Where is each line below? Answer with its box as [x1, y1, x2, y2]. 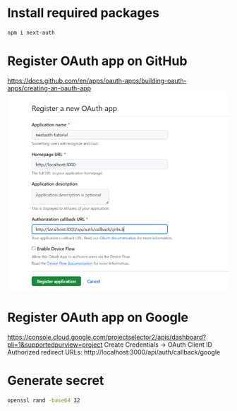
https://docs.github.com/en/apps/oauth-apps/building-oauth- [7, 76, 187, 85]
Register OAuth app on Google [7, 309, 189, 326]
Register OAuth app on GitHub [7, 53, 188, 68]
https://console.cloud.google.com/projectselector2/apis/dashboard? [7, 333, 207, 342]
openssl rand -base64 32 [7, 397, 80, 404]
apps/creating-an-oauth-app [7, 83, 92, 93]
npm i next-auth [7, 29, 55, 36]
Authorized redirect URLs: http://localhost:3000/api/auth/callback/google [7, 348, 221, 357]
